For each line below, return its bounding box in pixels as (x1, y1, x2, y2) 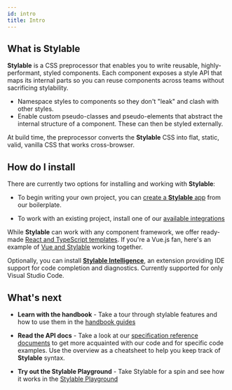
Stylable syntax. (17, 354, 65, 362)
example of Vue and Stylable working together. (7, 243, 143, 251)
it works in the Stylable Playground (17, 375, 118, 383)
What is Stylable (7, 43, 81, 55)
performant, (7, 69, 42, 77)
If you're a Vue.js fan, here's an (121, 236, 212, 244)
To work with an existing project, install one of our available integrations (17, 215, 226, 223)
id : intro (7, 10, 36, 18)
